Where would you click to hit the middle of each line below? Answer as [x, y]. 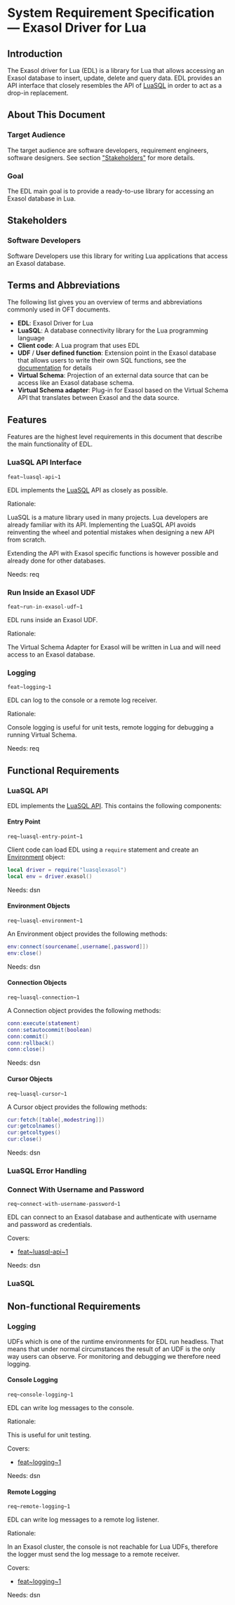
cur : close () [25, 1139]
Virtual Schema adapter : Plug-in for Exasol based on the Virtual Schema [123, 390]
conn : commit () [28, 1036]
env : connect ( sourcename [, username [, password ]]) [78, 947]
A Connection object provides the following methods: [84, 1010]
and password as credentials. [50, 1225]
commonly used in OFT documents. [59, 309]
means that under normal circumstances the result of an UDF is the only [111, 1349]
